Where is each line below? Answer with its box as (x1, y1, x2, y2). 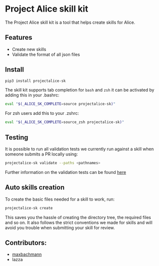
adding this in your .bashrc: (5, 92, 59, 98)
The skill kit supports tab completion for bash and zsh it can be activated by (5, 87, 155, 93)
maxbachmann (12, 251, 42, 257)
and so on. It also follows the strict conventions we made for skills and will (5, 219, 153, 225)
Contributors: (5, 238, 47, 247)
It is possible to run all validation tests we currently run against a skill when (5, 146, 154, 152)
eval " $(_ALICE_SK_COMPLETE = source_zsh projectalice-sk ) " (5, 120, 124, 125)
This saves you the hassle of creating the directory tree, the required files (5, 214, 151, 220)
